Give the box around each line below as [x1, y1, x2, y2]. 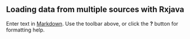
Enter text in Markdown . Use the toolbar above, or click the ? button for [6, 20, 178, 27]
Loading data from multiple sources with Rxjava [6, 5, 184, 15]
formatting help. [6, 26, 45, 33]
